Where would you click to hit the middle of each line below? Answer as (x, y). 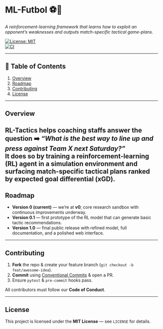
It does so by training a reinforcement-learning (77, 156)
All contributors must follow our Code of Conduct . (55, 290)
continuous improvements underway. (49, 213)
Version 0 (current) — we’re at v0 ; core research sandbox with (75, 207)
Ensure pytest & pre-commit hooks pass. (52, 280)
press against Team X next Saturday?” (65, 148)
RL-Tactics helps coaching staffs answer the (73, 130)
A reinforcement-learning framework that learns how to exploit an (71, 27)
